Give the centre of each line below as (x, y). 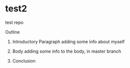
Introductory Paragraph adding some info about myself (68, 41)
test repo (14, 22)
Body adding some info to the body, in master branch (67, 51)
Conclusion (24, 61)
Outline (12, 32)
